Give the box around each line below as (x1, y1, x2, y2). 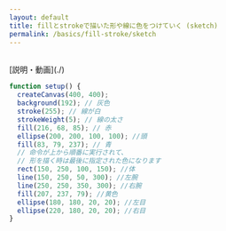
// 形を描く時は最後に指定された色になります (17, 156, 161, 165)
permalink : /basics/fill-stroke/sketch (9, 29, 157, 38)
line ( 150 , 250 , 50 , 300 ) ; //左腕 (17, 173, 138, 182)
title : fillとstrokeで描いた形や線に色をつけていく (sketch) (9, 21, 219, 30)
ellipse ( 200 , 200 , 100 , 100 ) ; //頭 (17, 131, 148, 140)
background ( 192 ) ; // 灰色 (17, 99, 111, 108)
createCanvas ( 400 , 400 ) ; (17, 91, 109, 100)
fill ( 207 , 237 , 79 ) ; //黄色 (17, 189, 118, 198)
